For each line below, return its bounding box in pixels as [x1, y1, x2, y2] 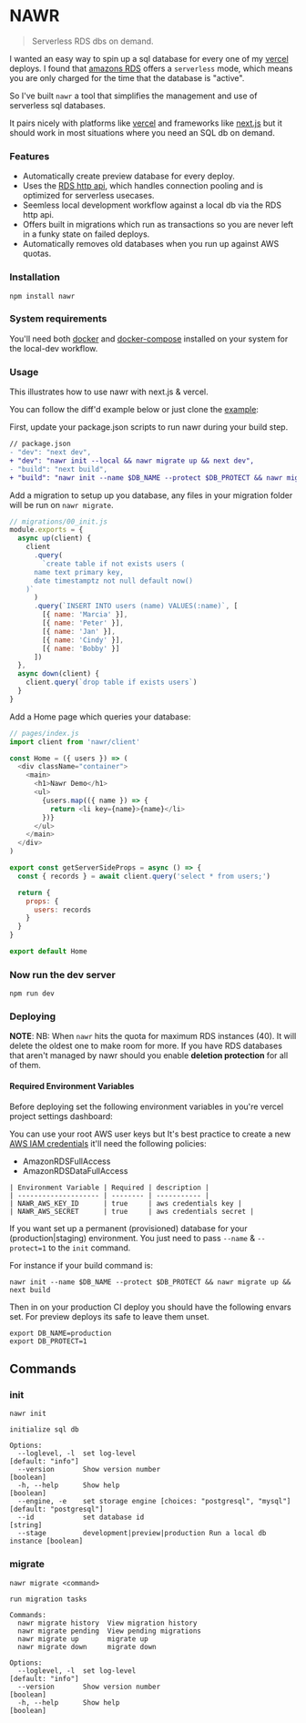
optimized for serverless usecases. [22, 190, 155, 201]
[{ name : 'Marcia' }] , [42, 610, 128, 619]
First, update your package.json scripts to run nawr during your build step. [9, 422, 289, 433]
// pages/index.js [9, 729, 79, 738]
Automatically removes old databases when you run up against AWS [22, 239, 280, 250]
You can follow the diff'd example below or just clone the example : [9, 404, 260, 415]
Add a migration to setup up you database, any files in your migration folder [9, 489, 293, 501]
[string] [9, 1521, 43, 1530]
